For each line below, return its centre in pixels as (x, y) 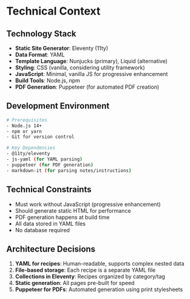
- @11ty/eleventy (28, 154)
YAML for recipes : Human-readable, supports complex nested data (100, 264)
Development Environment (58, 106)
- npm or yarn (24, 131)
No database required (42, 230)
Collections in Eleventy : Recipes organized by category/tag (90, 277)
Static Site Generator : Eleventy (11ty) (62, 48)
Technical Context (53, 11)
